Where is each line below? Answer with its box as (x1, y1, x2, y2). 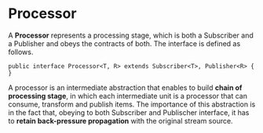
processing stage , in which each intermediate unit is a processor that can (8, 91, 247, 100)
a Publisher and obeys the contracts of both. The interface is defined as (8, 38, 241, 48)
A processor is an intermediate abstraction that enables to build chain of (8, 83, 243, 92)
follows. (8, 47, 34, 56)
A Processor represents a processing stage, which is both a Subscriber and (8, 31, 254, 40)
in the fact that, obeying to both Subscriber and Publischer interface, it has (8, 107, 250, 117)
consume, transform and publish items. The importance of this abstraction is (8, 99, 256, 109)
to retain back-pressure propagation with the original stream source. (8, 116, 233, 125)
